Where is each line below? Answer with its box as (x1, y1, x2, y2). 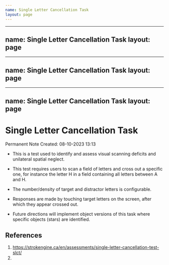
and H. (12, 177, 27, 183)
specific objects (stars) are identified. (12, 216, 91, 222)
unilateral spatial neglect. (12, 156, 65, 162)
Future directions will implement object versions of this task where (12, 211, 150, 217)
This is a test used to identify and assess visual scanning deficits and (12, 151, 156, 157)
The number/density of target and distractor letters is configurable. (12, 186, 152, 192)
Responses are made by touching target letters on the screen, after (12, 196, 152, 202)
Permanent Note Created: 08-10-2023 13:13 (5, 141, 96, 147)
